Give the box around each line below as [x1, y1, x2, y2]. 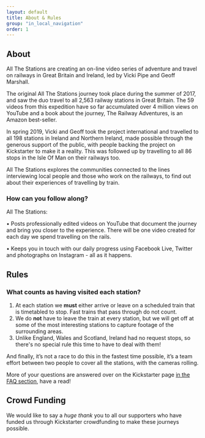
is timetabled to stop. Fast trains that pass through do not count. [15, 308, 177, 316]
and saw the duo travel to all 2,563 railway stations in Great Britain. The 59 [6, 96, 195, 104]
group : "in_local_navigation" [6, 20, 84, 26]
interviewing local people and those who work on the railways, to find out [6, 172, 192, 180]
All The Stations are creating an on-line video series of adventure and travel [6, 65, 198, 72]
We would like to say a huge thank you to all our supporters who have [6, 412, 182, 419]
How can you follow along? [6, 194, 89, 202]
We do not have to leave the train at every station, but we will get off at [15, 315, 194, 322]
